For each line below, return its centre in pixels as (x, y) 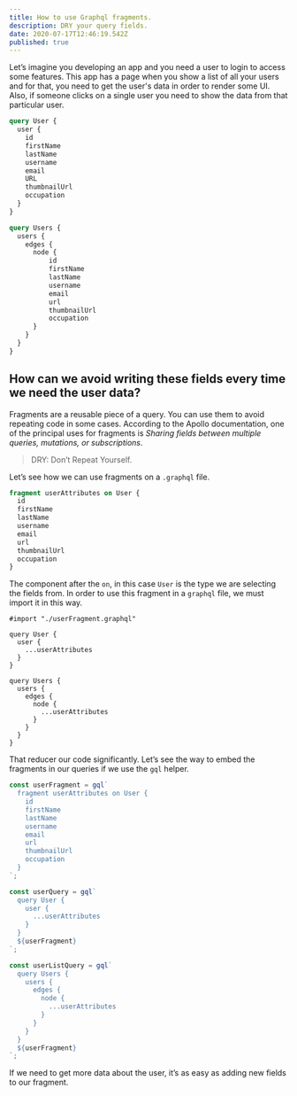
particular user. (37, 105)
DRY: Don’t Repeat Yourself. (81, 459)
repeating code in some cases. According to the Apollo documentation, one (147, 424)
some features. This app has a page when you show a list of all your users (145, 77)
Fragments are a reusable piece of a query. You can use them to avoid (137, 414)
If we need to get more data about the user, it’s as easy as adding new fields (148, 1073)
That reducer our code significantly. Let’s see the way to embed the (132, 759)
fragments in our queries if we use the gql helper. (99, 769)
